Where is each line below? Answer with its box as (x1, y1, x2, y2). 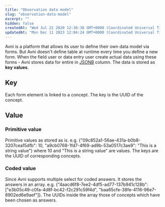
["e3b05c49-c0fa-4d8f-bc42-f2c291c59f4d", (5, 186, 98, 192)
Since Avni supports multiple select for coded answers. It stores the (5, 176, 142, 182)
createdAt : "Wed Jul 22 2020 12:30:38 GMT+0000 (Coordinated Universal (5, 26, 155, 30)
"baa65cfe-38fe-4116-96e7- (99, 186, 157, 192)
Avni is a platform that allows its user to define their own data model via (5, 44, 150, 49)
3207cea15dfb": (5, 142, 37, 148)
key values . (5, 64, 29, 70)
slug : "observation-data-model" (5, 12, 71, 17)
